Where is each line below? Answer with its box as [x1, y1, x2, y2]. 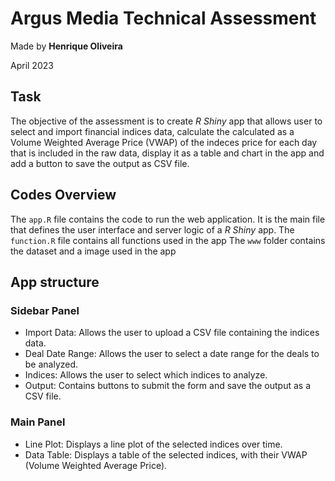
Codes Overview [10, 187, 117, 204]
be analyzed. [24, 358, 79, 371]
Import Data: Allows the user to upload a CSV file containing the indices [24, 327, 320, 339]
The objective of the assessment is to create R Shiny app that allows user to [10, 115, 323, 127]
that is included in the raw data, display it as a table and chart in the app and [10, 147, 325, 159]
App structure [10, 273, 100, 291]
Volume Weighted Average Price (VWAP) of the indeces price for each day [10, 136, 318, 148]
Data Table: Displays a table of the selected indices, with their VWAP [24, 448, 308, 461]
